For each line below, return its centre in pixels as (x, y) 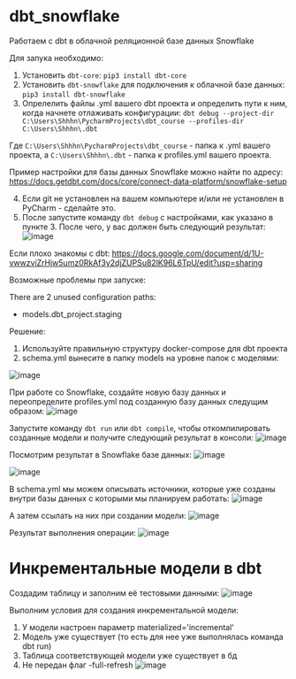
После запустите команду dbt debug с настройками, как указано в (148, 217)
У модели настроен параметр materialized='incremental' (128, 627)
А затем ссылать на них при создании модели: (98, 515)
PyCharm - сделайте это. (69, 208)
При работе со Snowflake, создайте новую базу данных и (118, 392)
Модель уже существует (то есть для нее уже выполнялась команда (153, 637)
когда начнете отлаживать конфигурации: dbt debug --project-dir (148, 112)
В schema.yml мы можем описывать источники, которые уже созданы (142, 489)
